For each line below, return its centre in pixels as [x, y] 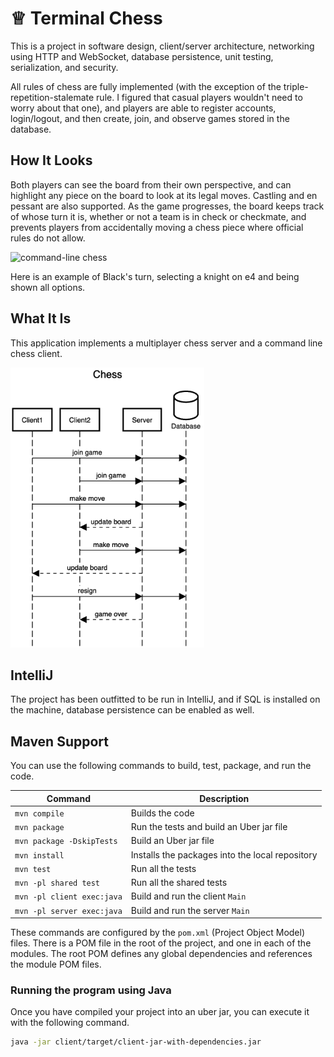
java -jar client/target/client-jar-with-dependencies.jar [136, 1042]
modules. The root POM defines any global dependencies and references [161, 954]
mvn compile [39, 813]
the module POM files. [56, 964]
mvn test [33, 869]
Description [224, 798]
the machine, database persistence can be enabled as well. [132, 710]
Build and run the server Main [190, 910]
